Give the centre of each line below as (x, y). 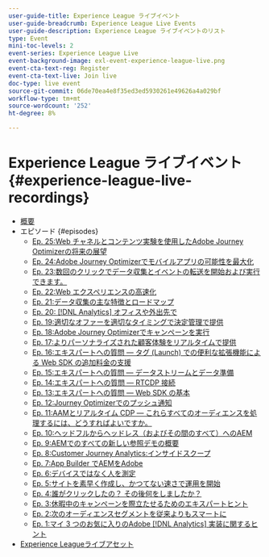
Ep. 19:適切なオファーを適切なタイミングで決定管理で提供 (128, 322)
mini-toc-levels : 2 (41, 46)
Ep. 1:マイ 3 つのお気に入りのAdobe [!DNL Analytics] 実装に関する (141, 523)
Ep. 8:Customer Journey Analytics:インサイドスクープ (121, 453)
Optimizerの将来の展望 (69, 251)
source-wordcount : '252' (50, 106)
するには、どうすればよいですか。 (95, 423)
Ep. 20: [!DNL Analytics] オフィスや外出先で (104, 312)
